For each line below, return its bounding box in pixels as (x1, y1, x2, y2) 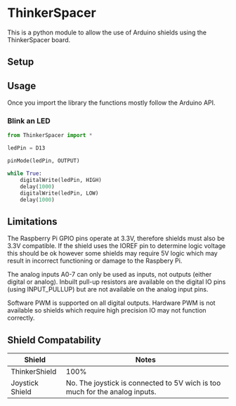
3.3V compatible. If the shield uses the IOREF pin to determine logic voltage (7, 242, 226, 250)
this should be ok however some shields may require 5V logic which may (7, 249, 218, 258)
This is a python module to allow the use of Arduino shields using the (7, 28, 207, 37)
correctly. (7, 314, 35, 322)
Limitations (7, 216, 58, 228)
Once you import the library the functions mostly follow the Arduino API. (7, 98, 216, 107)
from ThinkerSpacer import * (7, 132, 93, 139)
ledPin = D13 (7, 145, 46, 152)
